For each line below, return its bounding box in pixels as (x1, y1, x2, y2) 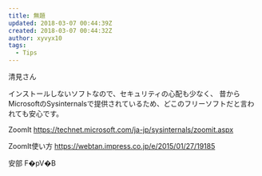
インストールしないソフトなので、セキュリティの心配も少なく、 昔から (8, 89, 241, 98)
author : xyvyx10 (8, 34, 62, 42)
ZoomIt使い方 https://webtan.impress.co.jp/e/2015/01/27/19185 (8, 142, 216, 150)
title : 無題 (8, 11, 46, 20)
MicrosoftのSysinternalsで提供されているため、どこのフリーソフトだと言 (8, 99, 248, 108)
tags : (8, 42, 26, 50)
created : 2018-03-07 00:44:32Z (8, 26, 113, 34)
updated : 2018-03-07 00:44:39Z (8, 19, 113, 27)
